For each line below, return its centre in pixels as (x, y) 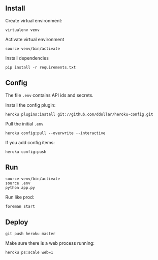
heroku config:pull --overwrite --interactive (55, 133)
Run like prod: (20, 197)
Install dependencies (27, 58)
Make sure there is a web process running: (50, 243)
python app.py (20, 188)
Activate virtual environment (35, 39)
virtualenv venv (22, 30)
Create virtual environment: (34, 20)
